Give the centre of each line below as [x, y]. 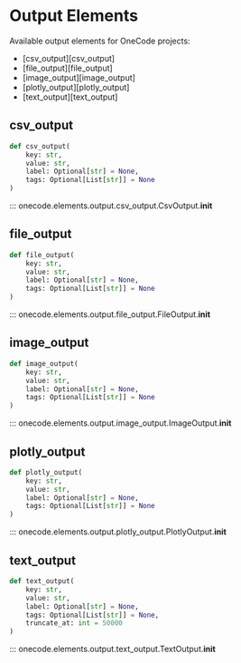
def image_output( [44, 363]
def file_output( [42, 255]
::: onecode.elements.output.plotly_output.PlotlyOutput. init [118, 532]
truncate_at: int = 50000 [74, 623]
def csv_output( [40, 146]
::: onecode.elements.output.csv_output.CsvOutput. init [111, 206]
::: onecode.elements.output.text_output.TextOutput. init [113, 649]
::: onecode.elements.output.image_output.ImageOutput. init [120, 423]
